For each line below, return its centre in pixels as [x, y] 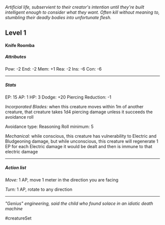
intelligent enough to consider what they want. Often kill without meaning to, [82, 12]
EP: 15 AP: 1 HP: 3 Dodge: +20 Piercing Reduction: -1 [58, 97]
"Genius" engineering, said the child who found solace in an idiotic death [79, 203]
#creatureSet [18, 218]
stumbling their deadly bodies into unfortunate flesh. [58, 17]
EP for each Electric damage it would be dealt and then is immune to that [79, 146]
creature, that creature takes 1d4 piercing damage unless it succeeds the [79, 112]
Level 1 [16, 33]
